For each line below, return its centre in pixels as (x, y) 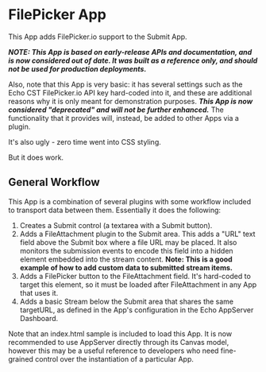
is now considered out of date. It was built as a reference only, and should (133, 60)
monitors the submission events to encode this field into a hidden (126, 250)
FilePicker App (58, 15)
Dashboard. (39, 318)
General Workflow (54, 182)
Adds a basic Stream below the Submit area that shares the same (127, 301)
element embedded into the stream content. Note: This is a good (126, 259)
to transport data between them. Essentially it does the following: (114, 210)
